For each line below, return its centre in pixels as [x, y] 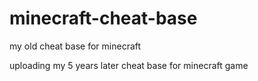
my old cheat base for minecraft [75, 46]
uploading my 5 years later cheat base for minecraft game [129, 65]
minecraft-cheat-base [103, 18]
